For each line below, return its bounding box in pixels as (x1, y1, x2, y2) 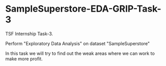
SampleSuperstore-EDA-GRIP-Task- (5, 3, 162, 15)
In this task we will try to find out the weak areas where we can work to (5, 50, 155, 56)
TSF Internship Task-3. (5, 30, 54, 37)
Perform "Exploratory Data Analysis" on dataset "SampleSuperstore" (5, 40, 150, 46)
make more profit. (5, 55, 43, 61)
